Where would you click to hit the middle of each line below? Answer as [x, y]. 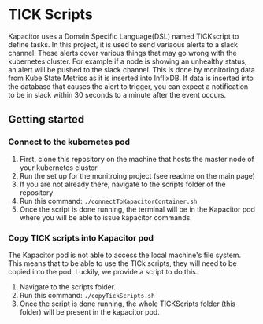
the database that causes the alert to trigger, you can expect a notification [128, 86]
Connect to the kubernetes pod [69, 142]
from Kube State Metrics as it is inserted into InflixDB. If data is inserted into [131, 78]
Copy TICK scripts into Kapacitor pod [81, 237]
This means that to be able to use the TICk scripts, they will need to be [123, 263]
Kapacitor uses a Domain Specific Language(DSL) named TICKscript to [124, 36]
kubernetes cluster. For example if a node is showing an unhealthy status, [128, 61]
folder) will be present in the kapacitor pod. [89, 311]
